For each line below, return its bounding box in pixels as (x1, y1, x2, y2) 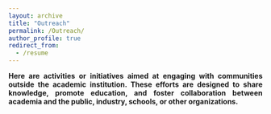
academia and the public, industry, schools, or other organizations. (8, 97, 239, 106)
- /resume (15, 49, 48, 57)
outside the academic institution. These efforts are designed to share (8, 79, 263, 89)
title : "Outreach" (8, 19, 70, 27)
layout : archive (8, 11, 63, 20)
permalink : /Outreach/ (8, 26, 85, 35)
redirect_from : (8, 42, 60, 50)
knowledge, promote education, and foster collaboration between (8, 88, 263, 97)
